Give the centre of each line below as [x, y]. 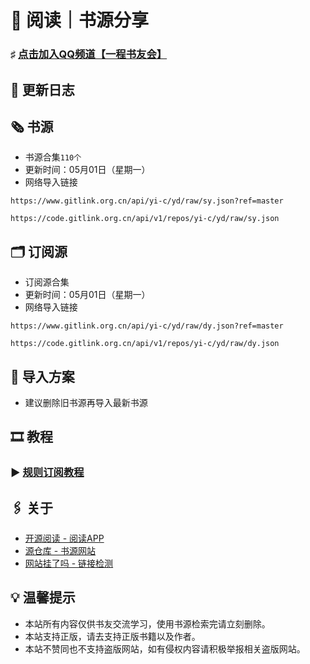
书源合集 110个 [53, 157]
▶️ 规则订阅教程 [47, 473]
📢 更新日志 [42, 89]
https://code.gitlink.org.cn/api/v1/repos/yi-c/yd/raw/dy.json [145, 344]
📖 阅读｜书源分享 [80, 20]
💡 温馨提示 [43, 597]
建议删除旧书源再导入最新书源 [86, 402]
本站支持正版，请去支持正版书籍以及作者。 [112, 636]
